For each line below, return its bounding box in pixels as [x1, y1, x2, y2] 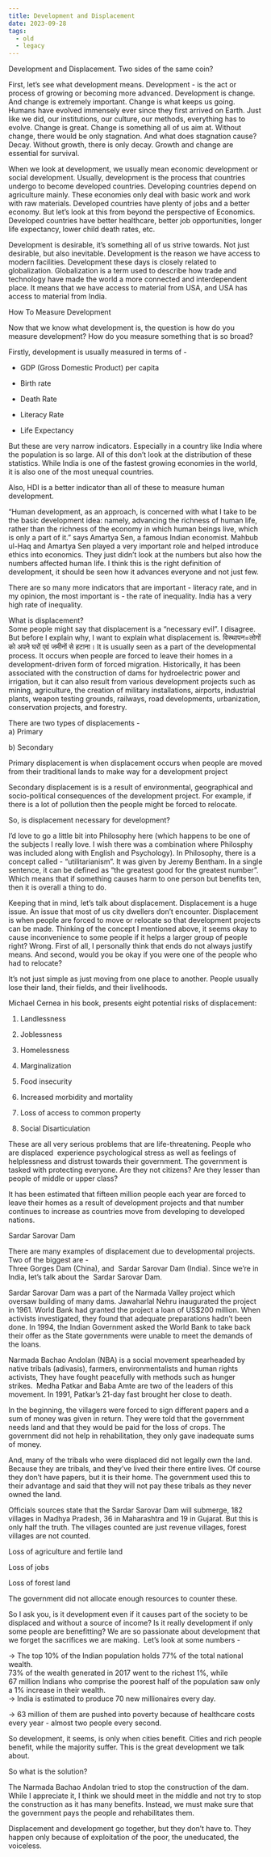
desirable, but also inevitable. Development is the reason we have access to [8, 248, 261, 259]
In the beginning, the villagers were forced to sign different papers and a [8, 1405, 249, 1415]
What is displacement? [8, 615, 84, 625]
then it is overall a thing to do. [8, 882, 107, 892]
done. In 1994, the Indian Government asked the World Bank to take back [8, 1322, 252, 1332]
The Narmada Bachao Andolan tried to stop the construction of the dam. [8, 1783, 249, 1792]
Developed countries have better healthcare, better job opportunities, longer [8, 216, 262, 226]
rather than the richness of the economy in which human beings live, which [8, 524, 259, 534]
